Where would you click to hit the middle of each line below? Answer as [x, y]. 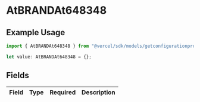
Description [99, 92]
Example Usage [36, 33]
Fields [18, 75]
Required [63, 92]
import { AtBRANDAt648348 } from [48, 46]
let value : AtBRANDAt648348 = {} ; [49, 57]
